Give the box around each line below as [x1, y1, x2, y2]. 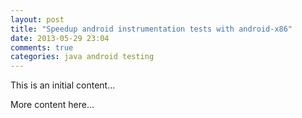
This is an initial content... [10, 79, 116, 91]
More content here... [10, 99, 95, 111]
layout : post [10, 14, 65, 25]
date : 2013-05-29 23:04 [10, 33, 110, 43]
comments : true [10, 42, 74, 53]
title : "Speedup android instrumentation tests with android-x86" [10, 24, 293, 34]
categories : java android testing [10, 52, 155, 62]
